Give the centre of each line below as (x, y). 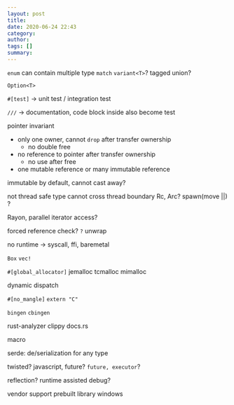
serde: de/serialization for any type (58, 353)
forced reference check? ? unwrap (57, 231)
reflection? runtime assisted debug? (59, 380)
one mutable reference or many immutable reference (94, 169)
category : (22, 33)
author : (19, 40)
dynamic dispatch (33, 285)
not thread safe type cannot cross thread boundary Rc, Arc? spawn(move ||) (117, 196)
